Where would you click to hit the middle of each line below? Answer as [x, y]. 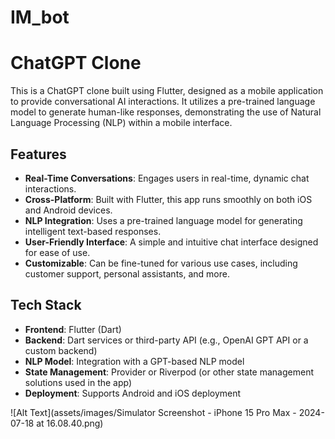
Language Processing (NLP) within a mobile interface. [121, 123]
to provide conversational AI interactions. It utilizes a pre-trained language [163, 102]
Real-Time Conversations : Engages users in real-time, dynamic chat [167, 178]
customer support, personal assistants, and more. [127, 273]
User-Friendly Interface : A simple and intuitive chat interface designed [171, 242]
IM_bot [40, 17]
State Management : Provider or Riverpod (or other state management [169, 372]
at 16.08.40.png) [70, 423]
